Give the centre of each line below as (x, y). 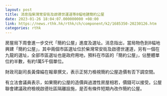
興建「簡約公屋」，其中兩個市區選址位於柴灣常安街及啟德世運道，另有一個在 (83, 49)
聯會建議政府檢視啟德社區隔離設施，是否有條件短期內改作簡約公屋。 (75, 89)
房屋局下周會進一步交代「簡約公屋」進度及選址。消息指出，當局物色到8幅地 (83, 43)
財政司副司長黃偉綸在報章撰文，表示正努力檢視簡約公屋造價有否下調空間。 (81, 72)
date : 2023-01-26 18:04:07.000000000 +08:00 (52, 19)
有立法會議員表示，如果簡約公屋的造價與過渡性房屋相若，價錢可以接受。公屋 (83, 83)
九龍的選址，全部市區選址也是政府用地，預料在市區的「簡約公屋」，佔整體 (80, 55)
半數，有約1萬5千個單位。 (40, 61)
